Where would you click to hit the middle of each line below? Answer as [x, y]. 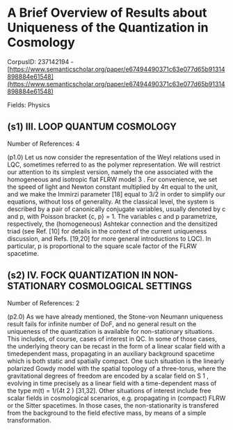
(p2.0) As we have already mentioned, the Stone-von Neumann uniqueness [115, 316]
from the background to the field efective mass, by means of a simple [107, 413]
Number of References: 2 [43, 303]
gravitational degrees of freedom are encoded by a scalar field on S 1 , [108, 376]
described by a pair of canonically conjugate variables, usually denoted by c [116, 209]
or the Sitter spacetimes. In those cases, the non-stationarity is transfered [113, 405]
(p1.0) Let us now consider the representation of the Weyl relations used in [114, 157]
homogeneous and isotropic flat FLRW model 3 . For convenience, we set [112, 179]
